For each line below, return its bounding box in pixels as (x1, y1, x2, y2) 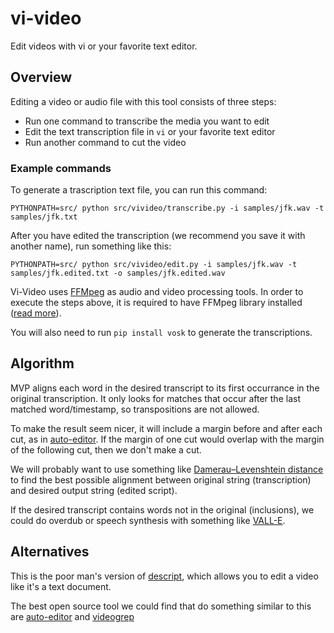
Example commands (10, 161, 112, 175)
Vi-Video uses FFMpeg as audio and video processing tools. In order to (10, 286, 304, 298)
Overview (10, 69, 73, 86)
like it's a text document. (10, 580, 112, 592)
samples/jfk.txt (10, 212, 78, 222)
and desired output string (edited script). (10, 484, 178, 496)
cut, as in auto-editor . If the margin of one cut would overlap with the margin (10, 433, 325, 445)
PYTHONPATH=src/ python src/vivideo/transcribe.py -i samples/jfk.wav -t (10, 203, 325, 214)
